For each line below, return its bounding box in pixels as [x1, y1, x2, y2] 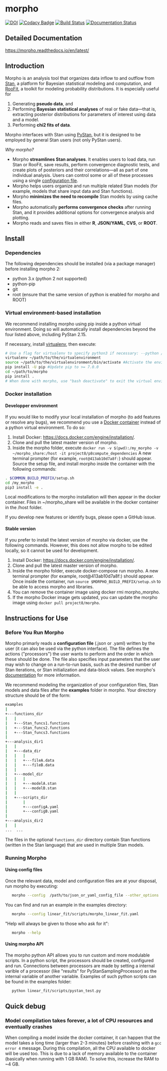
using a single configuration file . [12, 177, 79, 183]
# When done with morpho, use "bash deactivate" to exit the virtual [5, 378, 153, 384]
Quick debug [5, 1002, 46, 1011]
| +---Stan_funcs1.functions [5, 720, 70, 726]
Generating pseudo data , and [12, 100, 74, 106]
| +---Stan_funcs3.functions [5, 730, 70, 735]
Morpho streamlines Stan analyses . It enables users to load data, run [12, 156, 156, 162]
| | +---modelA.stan [5, 781, 57, 786]
